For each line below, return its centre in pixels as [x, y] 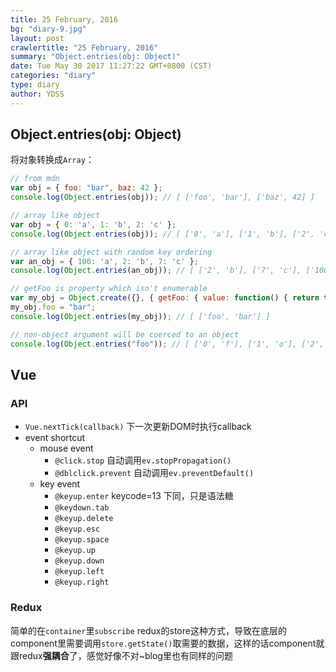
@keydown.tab [82, 508]
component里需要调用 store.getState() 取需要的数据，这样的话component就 [167, 643]
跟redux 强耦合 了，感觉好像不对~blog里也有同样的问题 [121, 655]
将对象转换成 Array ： [52, 160]
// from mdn [35, 179]
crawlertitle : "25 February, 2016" [84, 47]
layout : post [37, 38]
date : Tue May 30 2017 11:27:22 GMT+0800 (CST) [111, 66]
